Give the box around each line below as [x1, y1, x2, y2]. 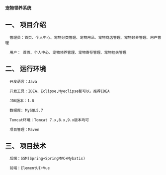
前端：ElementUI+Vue [9, 166, 50, 171]
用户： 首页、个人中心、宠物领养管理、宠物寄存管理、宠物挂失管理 [9, 50, 127, 55]
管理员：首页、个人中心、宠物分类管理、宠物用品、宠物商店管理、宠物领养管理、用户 [9, 35, 158, 40]
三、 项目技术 [5, 142, 46, 150]
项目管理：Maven [9, 127, 40, 132]
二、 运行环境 [5, 64, 46, 73]
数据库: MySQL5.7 [9, 108, 43, 113]
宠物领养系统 [5, 5, 31, 10]
